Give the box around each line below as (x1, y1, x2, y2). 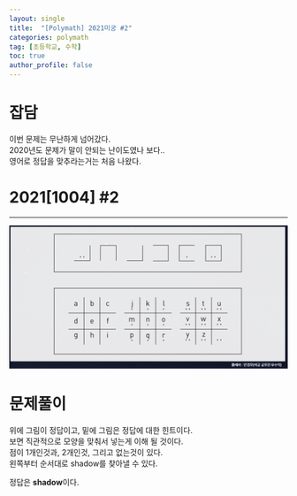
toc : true (9, 51, 46, 61)
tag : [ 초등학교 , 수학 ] (9, 42, 82, 51)
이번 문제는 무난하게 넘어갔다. (9, 134, 111, 144)
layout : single (9, 14, 65, 23)
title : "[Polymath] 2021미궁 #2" (9, 23, 133, 33)
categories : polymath (9, 33, 89, 42)
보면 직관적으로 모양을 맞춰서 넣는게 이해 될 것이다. (9, 436, 184, 446)
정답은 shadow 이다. (9, 477, 80, 487)
